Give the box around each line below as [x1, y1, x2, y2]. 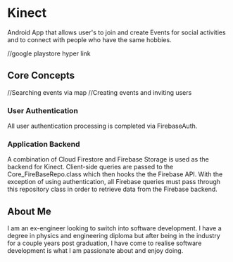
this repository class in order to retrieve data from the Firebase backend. [7, 185, 218, 194]
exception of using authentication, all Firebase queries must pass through [7, 178, 220, 186]
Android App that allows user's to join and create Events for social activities [7, 28, 227, 37]
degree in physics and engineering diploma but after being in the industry [7, 232, 220, 240]
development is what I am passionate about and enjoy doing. [7, 247, 184, 255]
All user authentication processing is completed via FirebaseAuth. [7, 122, 198, 131]
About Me [7, 205, 51, 217]
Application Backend [7, 139, 80, 149]
